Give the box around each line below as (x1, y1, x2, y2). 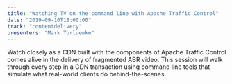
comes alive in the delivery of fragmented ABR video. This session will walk (7, 56, 224, 64)
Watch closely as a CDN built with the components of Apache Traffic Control (7, 48, 226, 56)
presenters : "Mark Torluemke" (7, 29, 95, 36)
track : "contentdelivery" (7, 23, 82, 30)
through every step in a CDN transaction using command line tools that (7, 63, 210, 71)
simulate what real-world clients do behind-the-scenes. (7, 70, 167, 78)
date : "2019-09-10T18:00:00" (7, 17, 92, 23)
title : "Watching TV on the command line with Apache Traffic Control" (7, 10, 219, 17)
